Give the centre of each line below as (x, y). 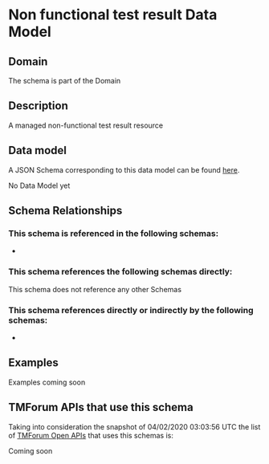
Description (38, 106)
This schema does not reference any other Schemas (95, 289)
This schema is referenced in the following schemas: (114, 233)
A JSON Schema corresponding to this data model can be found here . (124, 169)
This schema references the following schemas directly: (120, 272)
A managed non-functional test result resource (86, 125)
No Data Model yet (39, 185)
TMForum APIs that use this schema (101, 407)
